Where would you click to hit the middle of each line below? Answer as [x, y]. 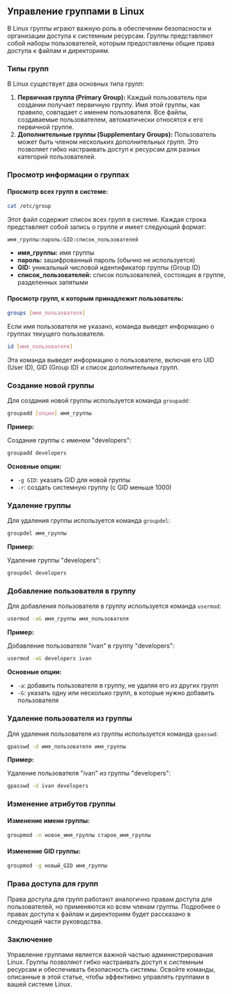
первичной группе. [46, 127]
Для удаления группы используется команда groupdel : [89, 521]
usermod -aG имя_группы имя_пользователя [68, 619]
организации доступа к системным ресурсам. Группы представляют [110, 36]
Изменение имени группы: [49, 820]
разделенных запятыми [53, 283]
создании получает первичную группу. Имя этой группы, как [109, 105]
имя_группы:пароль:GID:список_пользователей [73, 240]
